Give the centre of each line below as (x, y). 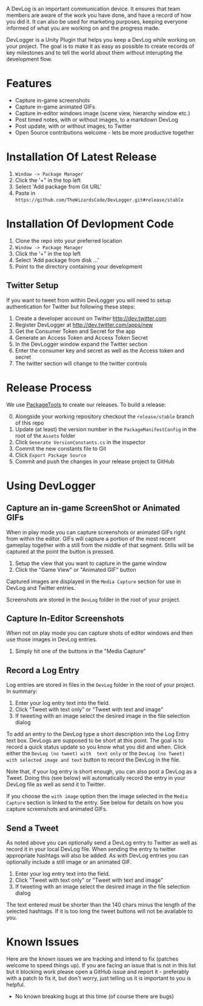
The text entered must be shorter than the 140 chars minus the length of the (101, 905)
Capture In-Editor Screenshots (65, 618)
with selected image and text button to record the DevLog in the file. (93, 760)
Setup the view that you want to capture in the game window (91, 563)
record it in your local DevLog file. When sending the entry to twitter (91, 849)
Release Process (49, 388)
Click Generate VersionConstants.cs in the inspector (80, 442)
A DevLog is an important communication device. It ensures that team (93, 9)
